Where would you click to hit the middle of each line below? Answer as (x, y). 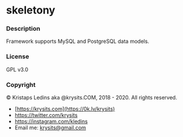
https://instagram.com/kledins (51, 122)
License (18, 56)
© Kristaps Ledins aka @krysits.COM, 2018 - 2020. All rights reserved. (92, 98)
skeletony (31, 10)
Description (23, 29)
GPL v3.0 (17, 69)
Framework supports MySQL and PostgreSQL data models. (78, 41)
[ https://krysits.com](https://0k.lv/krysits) (65, 109)
